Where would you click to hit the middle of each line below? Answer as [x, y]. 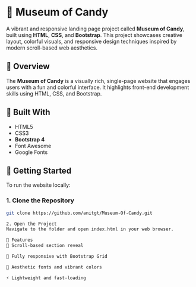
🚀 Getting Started [39, 170]
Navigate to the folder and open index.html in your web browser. [90, 229]
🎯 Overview [28, 67]
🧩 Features [20, 240]
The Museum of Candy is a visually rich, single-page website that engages [98, 81]
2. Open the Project [32, 224]
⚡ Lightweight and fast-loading [46, 278]
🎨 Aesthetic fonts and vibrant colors [54, 267]
